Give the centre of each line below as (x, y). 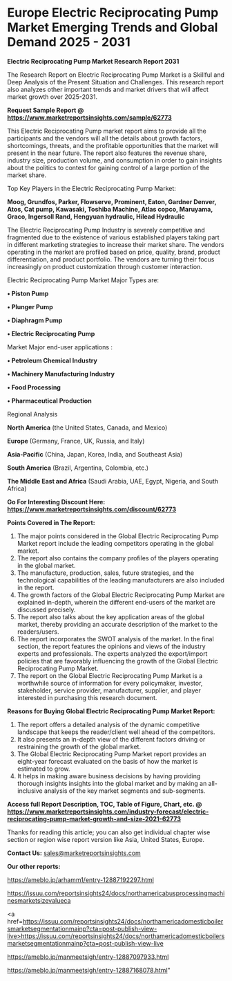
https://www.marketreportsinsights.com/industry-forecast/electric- (108, 812)
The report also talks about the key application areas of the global (111, 616)
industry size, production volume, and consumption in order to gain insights (115, 160)
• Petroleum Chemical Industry (52, 360)
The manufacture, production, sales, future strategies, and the (106, 573)
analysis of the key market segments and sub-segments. (125, 791)
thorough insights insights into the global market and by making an (112, 783)
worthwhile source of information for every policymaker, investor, (110, 683)
